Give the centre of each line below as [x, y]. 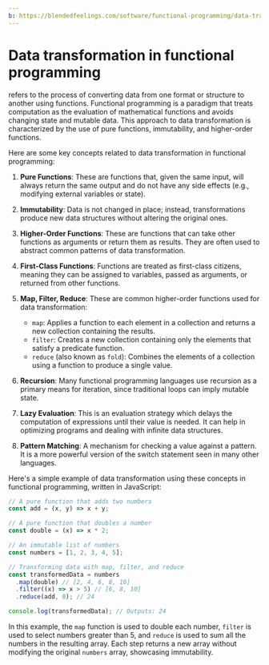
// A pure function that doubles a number [80, 523]
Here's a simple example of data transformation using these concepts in [127, 478]
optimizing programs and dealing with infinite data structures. [121, 430]
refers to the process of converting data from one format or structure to [126, 95]
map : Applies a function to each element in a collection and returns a [144, 322]
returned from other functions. [70, 283]
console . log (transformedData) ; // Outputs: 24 [87, 611]
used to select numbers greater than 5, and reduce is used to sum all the [127, 635]
